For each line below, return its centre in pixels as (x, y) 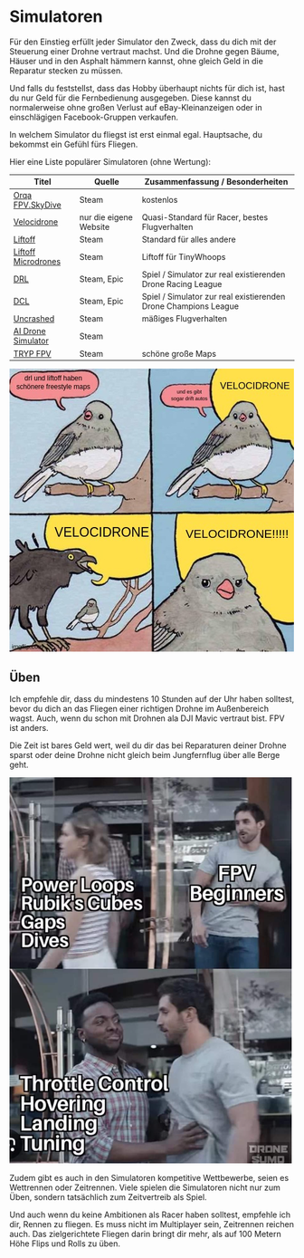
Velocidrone (36, 222)
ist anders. (29, 728)
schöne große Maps (179, 353)
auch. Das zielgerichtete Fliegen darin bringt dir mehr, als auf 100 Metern (146, 1234)
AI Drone (30, 331)
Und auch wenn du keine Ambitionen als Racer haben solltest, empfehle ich (150, 1215)
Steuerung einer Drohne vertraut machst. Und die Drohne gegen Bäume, (144, 51)
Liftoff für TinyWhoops (184, 256)
